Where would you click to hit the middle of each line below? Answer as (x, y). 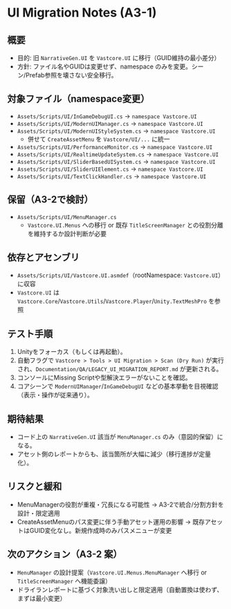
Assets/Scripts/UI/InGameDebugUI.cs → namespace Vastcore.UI (107, 116)
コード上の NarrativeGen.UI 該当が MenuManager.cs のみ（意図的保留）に (120, 437)
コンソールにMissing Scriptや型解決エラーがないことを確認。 (104, 377)
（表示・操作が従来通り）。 (55, 395)
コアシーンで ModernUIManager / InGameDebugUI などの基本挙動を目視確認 (118, 386)
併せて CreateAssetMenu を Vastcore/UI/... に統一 (99, 139)
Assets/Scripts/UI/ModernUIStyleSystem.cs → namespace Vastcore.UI (116, 131)
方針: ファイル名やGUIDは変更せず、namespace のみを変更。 (104, 66)
